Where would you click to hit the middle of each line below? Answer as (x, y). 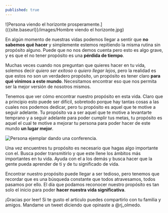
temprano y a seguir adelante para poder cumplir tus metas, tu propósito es (84, 118)
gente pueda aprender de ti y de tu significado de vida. (62, 164)
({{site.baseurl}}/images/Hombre (40, 29)
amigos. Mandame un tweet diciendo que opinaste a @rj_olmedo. (73, 205)
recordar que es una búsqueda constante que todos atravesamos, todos (80, 179)
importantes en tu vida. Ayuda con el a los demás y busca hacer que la (79, 159)
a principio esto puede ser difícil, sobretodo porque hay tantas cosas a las (82, 102)
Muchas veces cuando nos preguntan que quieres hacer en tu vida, (75, 65)
